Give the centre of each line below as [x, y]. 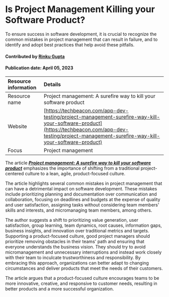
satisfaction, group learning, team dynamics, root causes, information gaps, [83, 225]
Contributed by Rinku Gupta [35, 56]
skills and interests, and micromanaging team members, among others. [79, 210]
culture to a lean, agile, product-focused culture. [75, 173]
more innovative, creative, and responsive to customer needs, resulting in [81, 283]
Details [52, 84]
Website [17, 126]
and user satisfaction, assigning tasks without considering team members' [82, 205]
